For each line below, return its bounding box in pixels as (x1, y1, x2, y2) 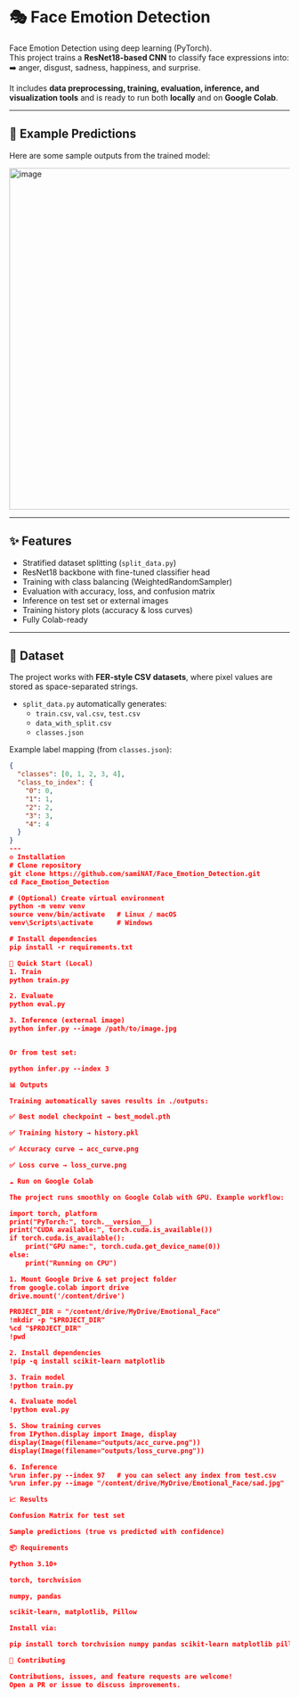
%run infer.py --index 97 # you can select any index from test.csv (9, 1471, 277, 1480)
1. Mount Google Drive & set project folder (9, 1275, 177, 1284)
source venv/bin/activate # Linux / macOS (9, 910, 177, 919)
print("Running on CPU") (25, 1259, 117, 1267)
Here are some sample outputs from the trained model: (9, 150, 211, 160)
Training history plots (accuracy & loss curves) (21, 604, 193, 615)
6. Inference (9, 1463, 58, 1472)
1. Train (9, 967, 42, 976)
